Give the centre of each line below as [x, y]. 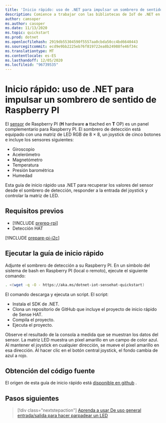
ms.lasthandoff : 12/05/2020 [34, 60]
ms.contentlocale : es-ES [31, 56]
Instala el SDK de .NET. [36, 304]
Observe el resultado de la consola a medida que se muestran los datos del [82, 335]
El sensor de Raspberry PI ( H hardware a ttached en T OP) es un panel [77, 124]
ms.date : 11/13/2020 [26, 28]
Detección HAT [28, 228]
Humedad [22, 175]
